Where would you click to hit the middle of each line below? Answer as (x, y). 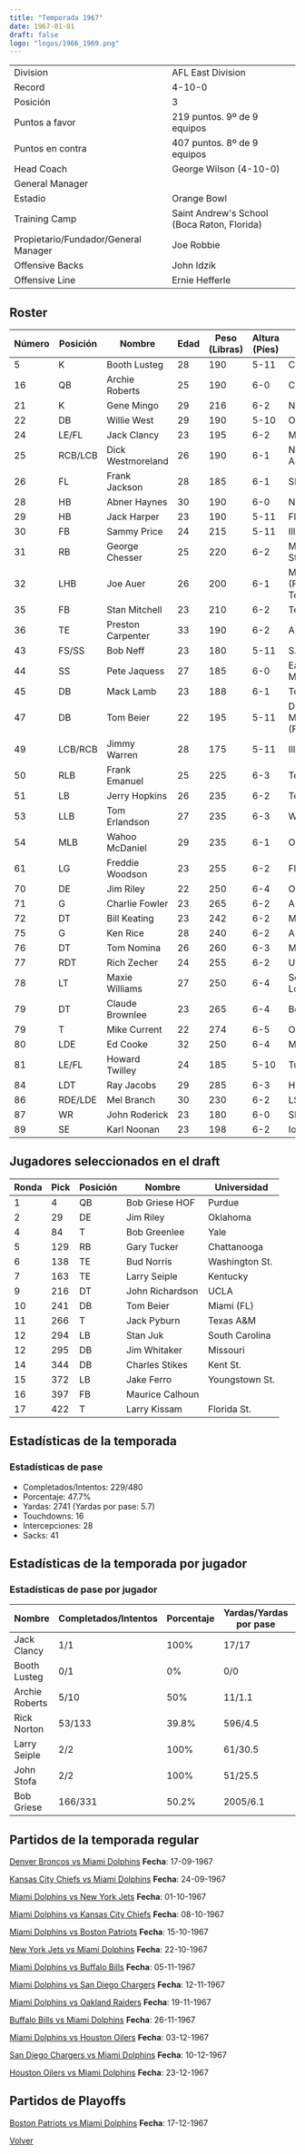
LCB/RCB (78, 750)
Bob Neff (126, 651)
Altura (266, 339)
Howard (123, 1059)
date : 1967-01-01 (42, 26)
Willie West (130, 420)
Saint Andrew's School (220, 213)
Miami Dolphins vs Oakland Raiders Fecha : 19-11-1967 (110, 2002)
